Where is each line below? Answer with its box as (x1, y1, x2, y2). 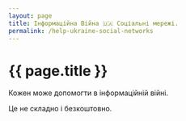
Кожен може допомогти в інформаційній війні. (8, 88, 168, 98)
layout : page (8, 11, 53, 20)
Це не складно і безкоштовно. (8, 104, 112, 114)
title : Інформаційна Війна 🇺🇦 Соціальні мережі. (8, 19, 180, 27)
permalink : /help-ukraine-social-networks (8, 27, 154, 35)
